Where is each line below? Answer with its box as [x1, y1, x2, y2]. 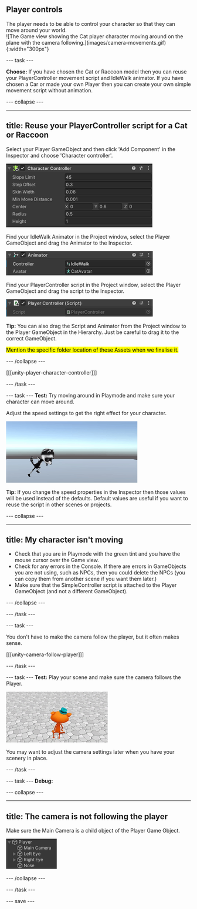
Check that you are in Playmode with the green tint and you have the [14, 550, 181, 557]
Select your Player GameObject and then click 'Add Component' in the [6, 145, 176, 152]
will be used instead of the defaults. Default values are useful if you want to [6, 494, 189, 502]
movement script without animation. [6, 86, 93, 93]
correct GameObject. [6, 335, 57, 342]
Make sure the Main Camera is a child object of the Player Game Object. [6, 827, 181, 834]
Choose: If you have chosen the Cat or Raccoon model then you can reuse [6, 68, 187, 75]
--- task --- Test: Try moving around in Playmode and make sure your [6, 392, 175, 399]
